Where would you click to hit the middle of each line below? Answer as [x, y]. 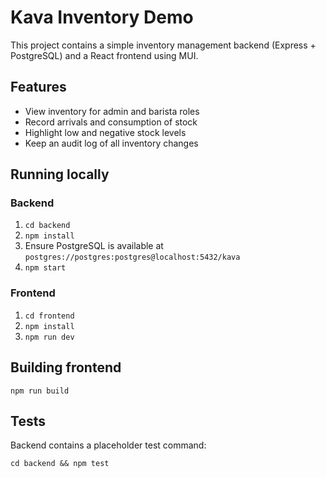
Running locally [60, 174]
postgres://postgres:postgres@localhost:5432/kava [132, 257]
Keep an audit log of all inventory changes [111, 143]
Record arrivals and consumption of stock [111, 122]
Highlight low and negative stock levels [105, 132]
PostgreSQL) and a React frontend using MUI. [104, 55]
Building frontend [66, 367]
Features [38, 87]
